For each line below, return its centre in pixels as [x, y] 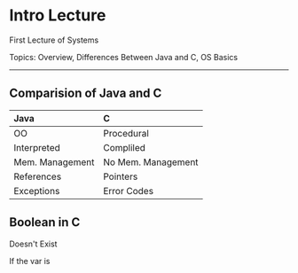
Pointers [121, 176]
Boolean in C [45, 222]
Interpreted [37, 147]
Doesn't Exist [33, 244]
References [38, 176]
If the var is [30, 261]
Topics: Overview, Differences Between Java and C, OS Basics [123, 57]
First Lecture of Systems [54, 40]
